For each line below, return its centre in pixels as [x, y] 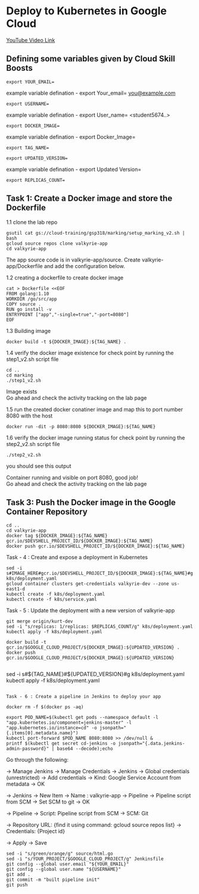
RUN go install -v [29, 309]
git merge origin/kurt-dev [40, 622]
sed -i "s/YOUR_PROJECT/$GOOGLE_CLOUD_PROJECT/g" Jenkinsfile [85, 859]
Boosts [19, 68]
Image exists [22, 391]
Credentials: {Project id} [36, 831]
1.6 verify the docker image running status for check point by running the [96, 437]
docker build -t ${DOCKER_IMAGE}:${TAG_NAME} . [66, 342]
